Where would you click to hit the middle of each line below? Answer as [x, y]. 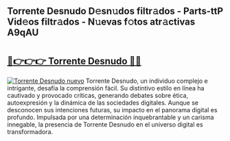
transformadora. [30, 132]
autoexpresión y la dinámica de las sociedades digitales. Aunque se [103, 103]
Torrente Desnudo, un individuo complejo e [147, 81]
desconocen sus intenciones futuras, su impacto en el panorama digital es [112, 110]
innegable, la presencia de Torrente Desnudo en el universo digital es [105, 125]
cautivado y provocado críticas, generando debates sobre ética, [98, 95]
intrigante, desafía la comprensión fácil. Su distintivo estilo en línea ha [106, 88]
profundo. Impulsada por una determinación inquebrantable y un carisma [111, 117]
